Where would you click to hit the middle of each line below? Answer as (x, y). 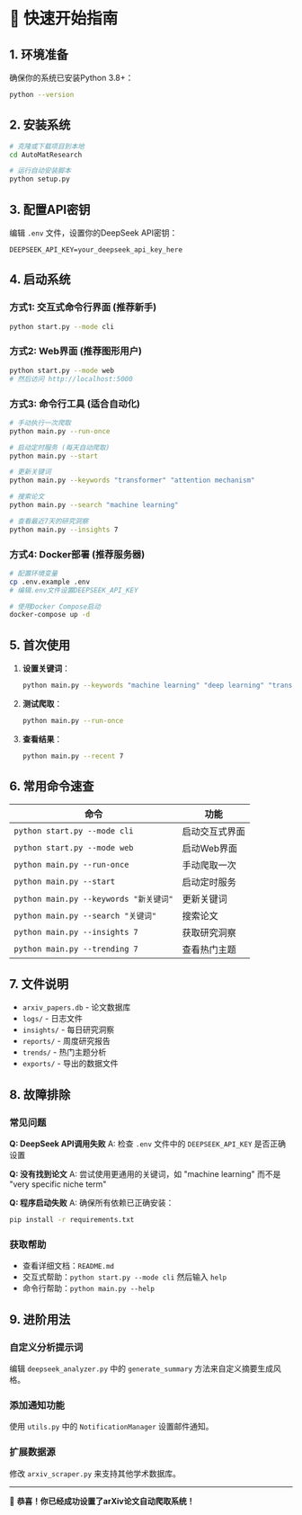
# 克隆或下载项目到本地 (47, 146)
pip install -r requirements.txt (72, 1220)
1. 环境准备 (39, 54)
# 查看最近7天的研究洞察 (49, 521)
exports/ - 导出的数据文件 (70, 1064)
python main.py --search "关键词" (85, 915)
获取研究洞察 (209, 932)
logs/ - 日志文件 (52, 1019)
